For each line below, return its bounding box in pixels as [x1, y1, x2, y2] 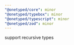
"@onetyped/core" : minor [4, 7, 56, 12]
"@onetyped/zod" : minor [4, 21, 54, 26]
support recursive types [4, 35, 54, 41]
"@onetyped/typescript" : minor [4, 16, 70, 21]
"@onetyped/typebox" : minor [4, 12, 63, 17]
